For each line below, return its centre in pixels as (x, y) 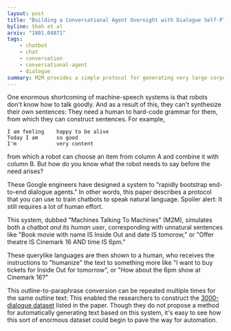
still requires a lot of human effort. (55, 207)
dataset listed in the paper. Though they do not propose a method (126, 305)
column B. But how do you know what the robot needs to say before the (109, 164)
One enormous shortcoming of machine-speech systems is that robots (108, 97)
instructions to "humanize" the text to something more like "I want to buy (110, 263)
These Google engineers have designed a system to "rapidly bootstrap (107, 185)
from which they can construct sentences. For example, (86, 119)
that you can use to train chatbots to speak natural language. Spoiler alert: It (114, 199)
